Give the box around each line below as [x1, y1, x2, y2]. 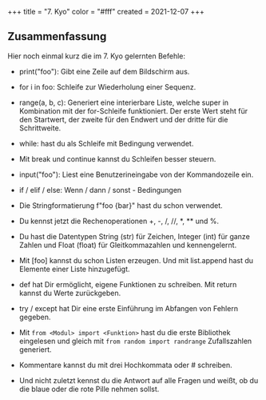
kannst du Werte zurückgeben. [18, 288, 121, 298]
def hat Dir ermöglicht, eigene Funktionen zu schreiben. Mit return [18, 279, 237, 289]
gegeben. [18, 312, 51, 322]
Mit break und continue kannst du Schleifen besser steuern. [18, 154, 216, 163]
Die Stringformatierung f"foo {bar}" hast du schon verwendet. [18, 200, 223, 210]
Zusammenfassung [7, 30, 107, 43]
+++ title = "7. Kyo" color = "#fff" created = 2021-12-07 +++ [7, 7, 205, 16]
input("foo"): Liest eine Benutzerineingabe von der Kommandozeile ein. [18, 170, 254, 179]
